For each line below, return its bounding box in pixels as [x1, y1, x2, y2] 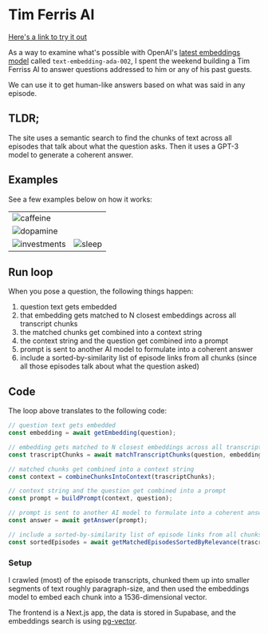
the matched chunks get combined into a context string [19, 328, 203, 337]
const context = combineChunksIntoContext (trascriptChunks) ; [8, 473, 216, 480]
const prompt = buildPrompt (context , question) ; [8, 494, 173, 503]
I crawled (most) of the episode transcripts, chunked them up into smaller [8, 575, 250, 584]
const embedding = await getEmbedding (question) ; [8, 429, 177, 437]
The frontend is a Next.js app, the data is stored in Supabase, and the [8, 608, 237, 617]
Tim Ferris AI [8, 6, 95, 24]
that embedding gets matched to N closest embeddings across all [19, 310, 237, 321]
